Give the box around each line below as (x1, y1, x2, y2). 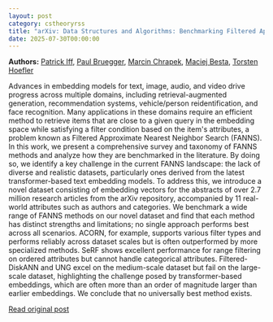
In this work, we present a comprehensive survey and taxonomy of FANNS (8, 141, 258, 151)
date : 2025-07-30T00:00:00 (8, 34, 100, 43)
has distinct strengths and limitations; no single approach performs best (8, 220, 249, 229)
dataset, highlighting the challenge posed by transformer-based (28, 272, 242, 281)
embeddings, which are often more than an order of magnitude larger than (8, 280, 258, 289)
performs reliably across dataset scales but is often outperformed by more (8, 237, 258, 246)
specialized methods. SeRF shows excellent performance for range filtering (8, 246, 262, 255)
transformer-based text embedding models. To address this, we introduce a (8, 176, 262, 186)
